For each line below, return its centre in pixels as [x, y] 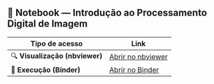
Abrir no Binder [134, 69]
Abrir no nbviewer [138, 57]
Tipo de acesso [57, 43]
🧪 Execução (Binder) [45, 69]
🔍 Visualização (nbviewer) [57, 55]
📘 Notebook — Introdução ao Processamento [107, 13]
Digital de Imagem [48, 24]
